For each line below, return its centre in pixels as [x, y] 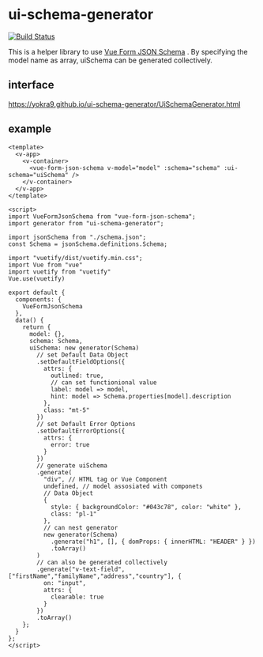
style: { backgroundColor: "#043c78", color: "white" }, [146, 507]
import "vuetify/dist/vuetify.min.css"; [76, 258]
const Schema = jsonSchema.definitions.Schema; [88, 244]
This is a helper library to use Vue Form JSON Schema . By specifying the [128, 51]
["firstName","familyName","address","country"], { [95, 576]
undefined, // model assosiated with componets [123, 486]
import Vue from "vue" [45, 265]
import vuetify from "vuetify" [60, 272]
